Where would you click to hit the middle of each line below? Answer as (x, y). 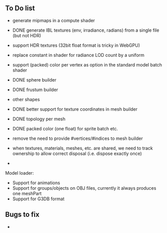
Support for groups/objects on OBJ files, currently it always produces (84, 188)
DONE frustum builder (35, 90)
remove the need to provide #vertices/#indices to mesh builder (77, 138)
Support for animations (36, 183)
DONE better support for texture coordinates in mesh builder (75, 109)
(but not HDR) (27, 35)
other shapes (26, 99)
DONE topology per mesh (39, 119)
